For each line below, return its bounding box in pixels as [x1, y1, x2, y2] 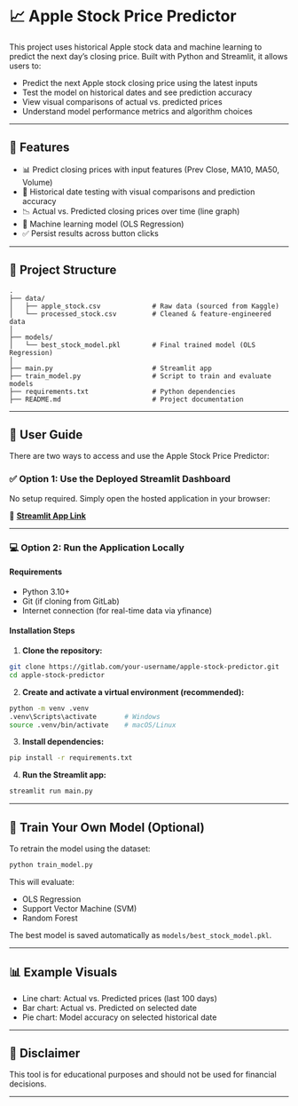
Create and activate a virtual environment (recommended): [21, 686, 245, 697]
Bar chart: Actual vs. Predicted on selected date [21, 1002, 198, 1013]
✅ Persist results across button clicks [21, 227, 160, 239]
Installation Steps [9, 626, 75, 636]
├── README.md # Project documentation [9, 395, 244, 404]
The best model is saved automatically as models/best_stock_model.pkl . [9, 929, 272, 940]
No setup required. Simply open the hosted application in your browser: [9, 493, 271, 503]
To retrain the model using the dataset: [9, 843, 151, 854]
